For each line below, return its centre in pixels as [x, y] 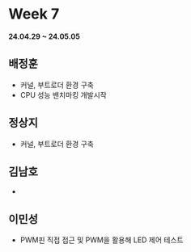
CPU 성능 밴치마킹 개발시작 [63, 94]
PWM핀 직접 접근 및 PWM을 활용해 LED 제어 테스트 [102, 240]
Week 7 [34, 14]
